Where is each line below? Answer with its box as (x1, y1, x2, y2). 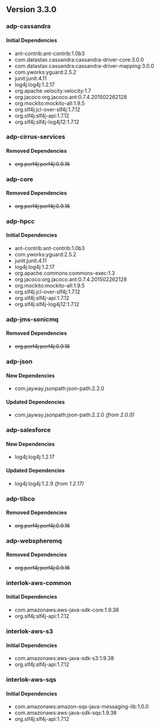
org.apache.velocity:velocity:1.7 (14, 87, 91, 94)
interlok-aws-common (6, 579, 72, 587)
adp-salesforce (6, 426, 51, 434)
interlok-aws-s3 (6, 627, 53, 635)
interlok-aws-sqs (6, 676, 57, 684)
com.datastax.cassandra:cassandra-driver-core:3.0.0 (14, 56, 144, 63)
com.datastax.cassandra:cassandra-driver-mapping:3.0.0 (14, 62, 154, 69)
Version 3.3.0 (6, 5, 57, 15)
